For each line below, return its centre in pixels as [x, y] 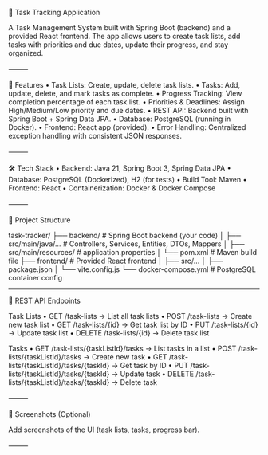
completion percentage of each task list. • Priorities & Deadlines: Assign [127, 102]
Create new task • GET [129, 357]
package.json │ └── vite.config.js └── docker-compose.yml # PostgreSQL [132, 269]
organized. [26, 53]
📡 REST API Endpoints [45, 300]
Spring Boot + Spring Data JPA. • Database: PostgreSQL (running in [120, 119]
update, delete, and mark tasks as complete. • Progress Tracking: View [125, 93]
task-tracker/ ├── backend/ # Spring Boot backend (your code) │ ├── [125, 235]
